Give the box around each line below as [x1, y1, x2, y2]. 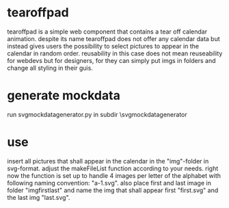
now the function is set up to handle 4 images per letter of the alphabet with [7, 171, 221, 179]
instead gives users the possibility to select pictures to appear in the [7, 42, 200, 50]
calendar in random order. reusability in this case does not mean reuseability [7, 49, 223, 57]
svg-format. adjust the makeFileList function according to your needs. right [7, 164, 219, 172]
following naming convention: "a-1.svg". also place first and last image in [7, 179, 212, 187]
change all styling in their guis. [7, 64, 94, 72]
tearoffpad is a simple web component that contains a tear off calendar [7, 27, 207, 36]
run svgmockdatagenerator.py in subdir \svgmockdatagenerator [7, 110, 187, 118]
